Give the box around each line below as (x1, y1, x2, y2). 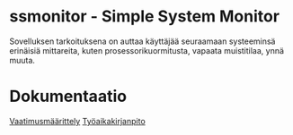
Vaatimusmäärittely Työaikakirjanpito (9, 115, 146, 126)
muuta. (9, 55, 36, 65)
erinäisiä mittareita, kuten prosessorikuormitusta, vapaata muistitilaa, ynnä (9, 45, 285, 55)
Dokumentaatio (9, 87, 128, 106)
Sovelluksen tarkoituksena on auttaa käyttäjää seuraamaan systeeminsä (9, 36, 276, 46)
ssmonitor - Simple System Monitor (9, 6, 280, 27)
